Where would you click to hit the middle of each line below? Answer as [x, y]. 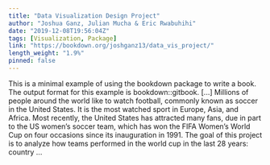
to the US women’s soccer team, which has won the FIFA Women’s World [129, 126]
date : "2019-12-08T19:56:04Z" [59, 31]
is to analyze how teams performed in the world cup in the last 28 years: [128, 143]
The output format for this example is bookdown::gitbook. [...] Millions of [129, 92]
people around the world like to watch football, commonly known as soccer [133, 101]
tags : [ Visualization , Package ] [62, 38]
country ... [25, 152]
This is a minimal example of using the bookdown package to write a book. [132, 83]
